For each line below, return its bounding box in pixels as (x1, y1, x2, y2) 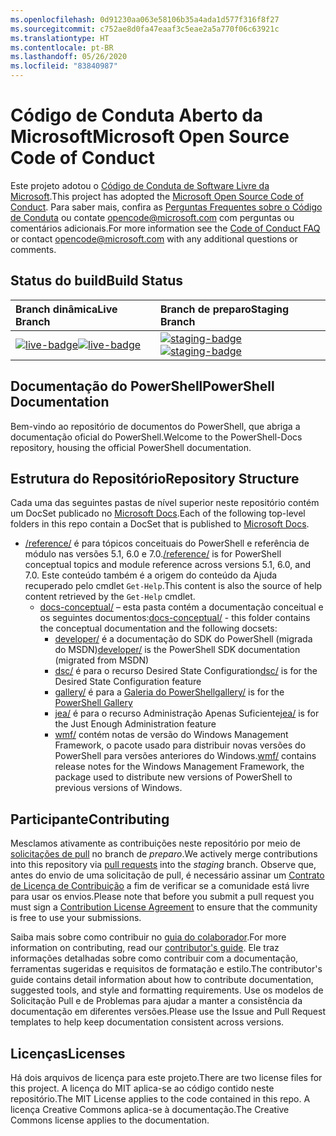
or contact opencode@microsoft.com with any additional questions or (10, 232, 298, 245)
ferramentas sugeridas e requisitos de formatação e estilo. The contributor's (10, 963, 323, 975)
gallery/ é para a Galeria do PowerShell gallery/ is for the (54, 686, 285, 698)
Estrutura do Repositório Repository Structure (10, 470, 300, 487)
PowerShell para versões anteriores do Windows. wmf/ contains (54, 750, 317, 762)
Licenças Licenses (10, 1045, 126, 1062)
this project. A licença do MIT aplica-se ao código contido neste (10, 1082, 275, 1094)
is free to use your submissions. (10, 912, 142, 924)
